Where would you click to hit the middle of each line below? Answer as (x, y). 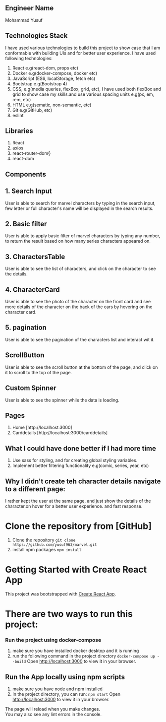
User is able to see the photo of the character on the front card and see (78, 302)
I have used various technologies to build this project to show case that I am (83, 48)
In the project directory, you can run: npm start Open (66, 694)
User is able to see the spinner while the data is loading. (62, 400)
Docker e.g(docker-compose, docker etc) (55, 73)
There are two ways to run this (69, 614)
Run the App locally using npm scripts (65, 677)
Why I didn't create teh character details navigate (83, 481)
